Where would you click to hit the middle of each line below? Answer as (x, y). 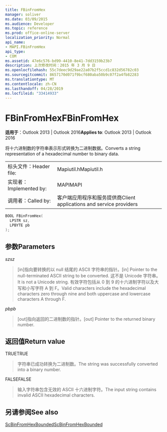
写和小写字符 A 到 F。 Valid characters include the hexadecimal (82, 288)
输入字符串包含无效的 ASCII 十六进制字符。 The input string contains (87, 390)
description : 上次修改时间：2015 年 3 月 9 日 (50, 65)
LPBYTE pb (20, 225)
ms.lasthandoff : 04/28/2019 (34, 89)
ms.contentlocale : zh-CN (31, 84)
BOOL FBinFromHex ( (24, 216)
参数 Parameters (30, 247)
